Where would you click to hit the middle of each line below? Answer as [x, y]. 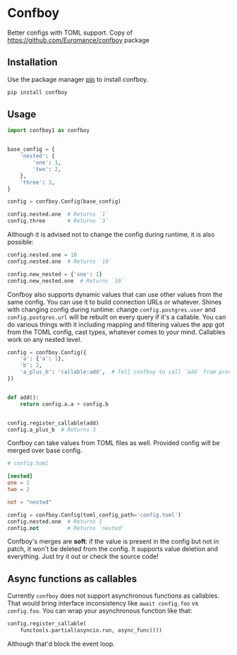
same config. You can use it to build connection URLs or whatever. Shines [115, 302]
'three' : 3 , [37, 182]
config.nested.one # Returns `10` [60, 261]
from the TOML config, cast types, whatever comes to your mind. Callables [116, 332]
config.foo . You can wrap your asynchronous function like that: [100, 611]
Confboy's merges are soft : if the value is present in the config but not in [113, 541]
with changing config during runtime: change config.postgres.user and [112, 309]
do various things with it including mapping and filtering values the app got [116, 324]
